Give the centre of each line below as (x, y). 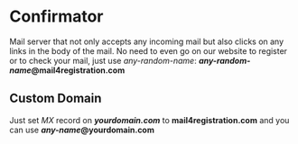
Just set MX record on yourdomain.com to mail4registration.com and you (149, 120)
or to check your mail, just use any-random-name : (103, 60)
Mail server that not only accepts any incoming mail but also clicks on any (147, 41)
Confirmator (56, 17)
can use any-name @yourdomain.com (82, 130)
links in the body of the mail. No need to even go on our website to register (148, 50)
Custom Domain (56, 99)
